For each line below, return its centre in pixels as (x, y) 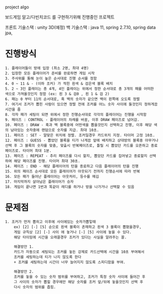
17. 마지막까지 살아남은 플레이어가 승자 (39, 182)
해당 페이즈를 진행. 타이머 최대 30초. (47, 161)
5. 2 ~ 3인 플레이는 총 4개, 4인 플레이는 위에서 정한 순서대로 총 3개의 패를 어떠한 (80, 89)
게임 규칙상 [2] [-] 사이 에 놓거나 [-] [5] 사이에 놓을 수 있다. (73, 232)
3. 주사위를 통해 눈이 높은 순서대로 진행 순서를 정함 (51, 78)
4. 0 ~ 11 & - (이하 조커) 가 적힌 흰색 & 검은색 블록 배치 (59, 84)
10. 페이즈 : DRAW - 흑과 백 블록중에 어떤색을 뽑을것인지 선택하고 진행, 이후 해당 (78, 125)
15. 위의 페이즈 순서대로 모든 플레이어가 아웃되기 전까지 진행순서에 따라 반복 (72, 171)
